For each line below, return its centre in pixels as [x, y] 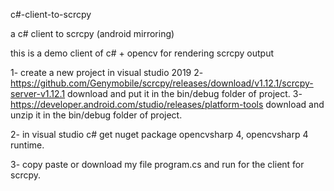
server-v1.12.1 [38, 93]
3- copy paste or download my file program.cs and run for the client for [157, 164]
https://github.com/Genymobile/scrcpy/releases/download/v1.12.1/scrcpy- [162, 83]
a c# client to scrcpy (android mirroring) [92, 33]
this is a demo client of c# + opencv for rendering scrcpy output [142, 53]
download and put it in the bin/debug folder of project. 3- [185, 93]
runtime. [27, 145]
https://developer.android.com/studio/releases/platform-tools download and [167, 104]
